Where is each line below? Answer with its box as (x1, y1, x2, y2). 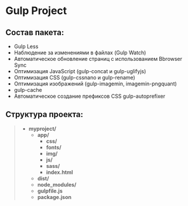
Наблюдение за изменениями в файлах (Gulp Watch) (13, 49, 146, 56)
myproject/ (28, 125, 57, 132)
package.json (37, 193, 71, 200)
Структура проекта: (5, 109, 83, 119)
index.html (46, 169, 73, 176)
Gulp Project (5, 4, 67, 18)
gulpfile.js (37, 187, 63, 194)
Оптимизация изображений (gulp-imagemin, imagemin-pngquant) (13, 80, 177, 87)
